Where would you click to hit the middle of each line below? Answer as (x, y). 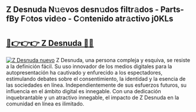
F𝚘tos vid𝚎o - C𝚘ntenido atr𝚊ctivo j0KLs (97, 19)
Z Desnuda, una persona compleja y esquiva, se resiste (123, 60)
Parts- (172, 10)
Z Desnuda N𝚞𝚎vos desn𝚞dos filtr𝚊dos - (82, 10)
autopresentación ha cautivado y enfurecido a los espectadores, (84, 72)
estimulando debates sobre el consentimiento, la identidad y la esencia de (96, 79)
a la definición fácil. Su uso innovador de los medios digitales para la (89, 66)
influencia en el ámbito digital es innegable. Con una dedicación (84, 91)
